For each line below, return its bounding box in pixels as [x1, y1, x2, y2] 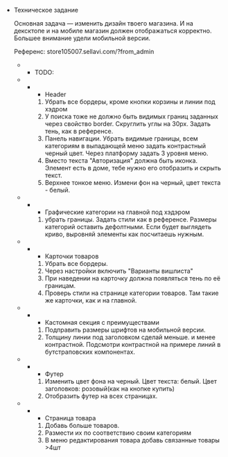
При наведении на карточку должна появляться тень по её [44, 274, 220, 283]
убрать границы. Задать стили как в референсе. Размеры [44, 215, 217, 224]
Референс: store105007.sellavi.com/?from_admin [13, 48, 155, 55]
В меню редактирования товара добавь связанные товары [44, 436, 220, 444]
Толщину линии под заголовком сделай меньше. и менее [44, 333, 216, 341]
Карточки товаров [44, 252, 99, 260]
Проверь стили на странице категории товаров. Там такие [44, 289, 219, 297]
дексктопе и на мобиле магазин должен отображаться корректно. [13, 27, 212, 35]
